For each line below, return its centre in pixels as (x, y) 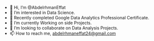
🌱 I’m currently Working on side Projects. (51, 23)
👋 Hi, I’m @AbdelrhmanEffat (38, 7)
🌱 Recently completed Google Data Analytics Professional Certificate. (79, 18)
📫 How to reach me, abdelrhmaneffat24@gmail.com (63, 33)
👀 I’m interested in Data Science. (42, 13)
